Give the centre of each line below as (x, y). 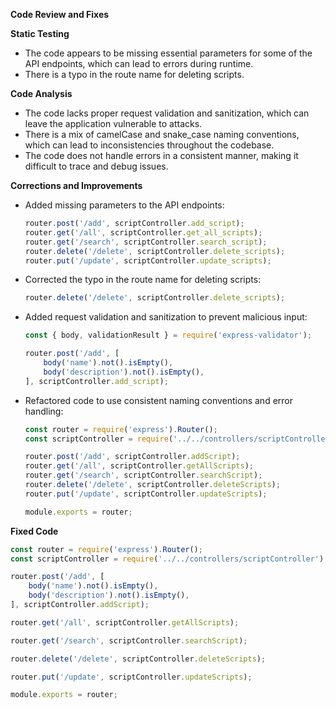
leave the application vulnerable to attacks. (113, 123)
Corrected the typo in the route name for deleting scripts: (143, 280)
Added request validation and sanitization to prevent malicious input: (166, 317)
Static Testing (40, 33)
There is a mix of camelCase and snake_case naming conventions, (162, 134)
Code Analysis (41, 93)
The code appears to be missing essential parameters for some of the (168, 53)
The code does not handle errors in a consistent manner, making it (161, 155)
